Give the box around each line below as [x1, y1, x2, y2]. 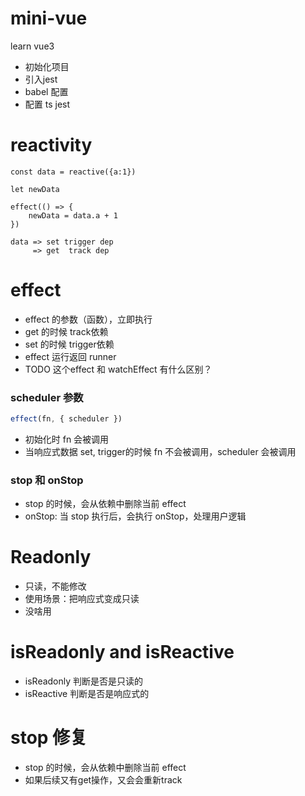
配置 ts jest [24, 98, 71, 110]
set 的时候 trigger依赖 [24, 338, 115, 350]
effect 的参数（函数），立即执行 [24, 313, 153, 325]
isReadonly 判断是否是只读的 [24, 675, 144, 687]
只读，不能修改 [24, 580, 87, 592]
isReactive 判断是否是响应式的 [24, 688, 150, 700]
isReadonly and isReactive [10, 641, 235, 664]
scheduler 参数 [10, 390, 84, 404]
